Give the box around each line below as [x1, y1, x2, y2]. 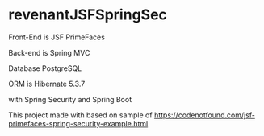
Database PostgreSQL [8, 63, 82, 73]
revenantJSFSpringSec [8, 6, 168, 24]
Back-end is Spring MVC [8, 47, 90, 57]
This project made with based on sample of [8, 110, 153, 120]
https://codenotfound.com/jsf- [153, 110, 256, 120]
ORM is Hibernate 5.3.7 [8, 79, 86, 89]
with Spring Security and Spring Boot [8, 94, 132, 104]
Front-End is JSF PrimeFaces [8, 32, 105, 42]
